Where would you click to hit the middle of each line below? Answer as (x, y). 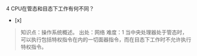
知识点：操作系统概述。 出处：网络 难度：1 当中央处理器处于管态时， (104, 32)
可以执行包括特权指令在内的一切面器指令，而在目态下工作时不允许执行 (106, 39)
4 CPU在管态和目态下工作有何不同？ (50, 8)
